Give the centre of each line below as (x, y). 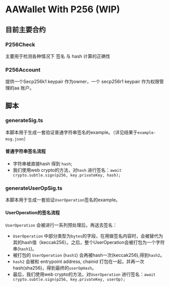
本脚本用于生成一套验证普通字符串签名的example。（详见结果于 (71, 132)
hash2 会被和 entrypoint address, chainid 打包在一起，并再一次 (78, 261)
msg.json (15, 139)
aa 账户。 (24, 88)
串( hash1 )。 (25, 249)
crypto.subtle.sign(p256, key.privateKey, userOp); (69, 279)
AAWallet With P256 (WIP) (63, 9)
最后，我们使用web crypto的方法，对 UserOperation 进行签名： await (84, 274)
